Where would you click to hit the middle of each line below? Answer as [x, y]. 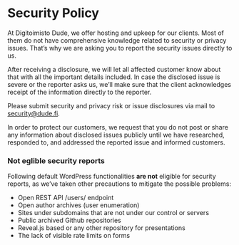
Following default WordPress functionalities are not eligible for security [112, 177]
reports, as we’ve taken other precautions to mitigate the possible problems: [119, 184]
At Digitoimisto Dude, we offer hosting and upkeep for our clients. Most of [116, 33]
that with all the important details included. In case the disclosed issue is [114, 77]
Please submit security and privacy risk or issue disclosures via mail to [111, 105]
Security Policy [54, 13]
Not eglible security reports [56, 160]
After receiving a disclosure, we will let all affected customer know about [114, 69]
